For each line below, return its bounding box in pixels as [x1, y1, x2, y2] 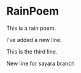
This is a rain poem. [6, 24, 56, 32]
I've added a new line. [6, 36, 62, 43]
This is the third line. [6, 47, 58, 55]
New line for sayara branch [6, 60, 75, 67]
